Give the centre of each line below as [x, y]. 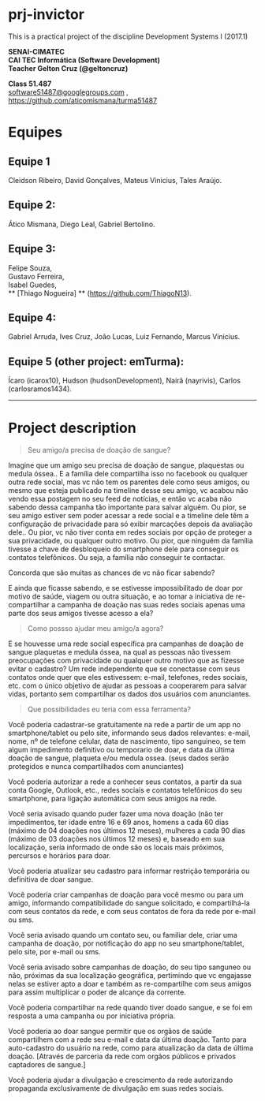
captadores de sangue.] [47, 1065]
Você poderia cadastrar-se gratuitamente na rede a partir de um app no [125, 725]
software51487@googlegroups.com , [68, 91]
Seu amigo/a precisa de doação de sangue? [99, 450]
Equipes [35, 132]
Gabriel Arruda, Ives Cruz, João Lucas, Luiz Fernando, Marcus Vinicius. [124, 337]
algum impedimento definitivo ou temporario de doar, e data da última [121, 750]
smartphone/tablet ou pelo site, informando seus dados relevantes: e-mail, [129, 733]
